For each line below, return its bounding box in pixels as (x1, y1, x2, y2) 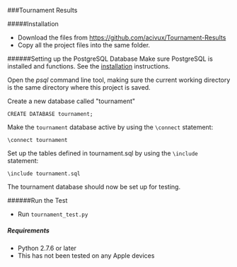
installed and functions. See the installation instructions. (7, 62, 170, 70)
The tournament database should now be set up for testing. (7, 183, 181, 191)
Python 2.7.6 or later (17, 244, 76, 252)
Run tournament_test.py (17, 210, 88, 218)
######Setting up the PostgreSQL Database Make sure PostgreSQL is (7, 54, 214, 63)
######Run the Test (7, 196, 68, 204)
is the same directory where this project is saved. (7, 83, 151, 91)
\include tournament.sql (7, 170, 81, 177)
